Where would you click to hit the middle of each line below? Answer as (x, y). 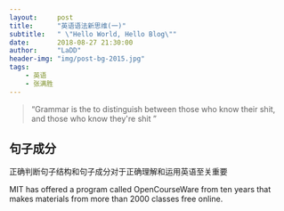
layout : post (41, 17)
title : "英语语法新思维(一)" (68, 26)
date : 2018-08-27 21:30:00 (71, 42)
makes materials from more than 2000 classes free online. (116, 199)
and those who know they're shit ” (94, 118)
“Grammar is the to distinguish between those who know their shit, (153, 109)
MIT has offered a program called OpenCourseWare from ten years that (140, 190)
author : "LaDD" (45, 51)
